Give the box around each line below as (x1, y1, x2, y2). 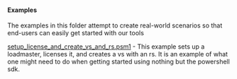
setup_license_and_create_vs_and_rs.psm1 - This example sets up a (7, 42, 205, 51)
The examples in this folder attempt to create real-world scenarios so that (7, 21, 223, 30)
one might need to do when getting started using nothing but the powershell (7, 57, 231, 66)
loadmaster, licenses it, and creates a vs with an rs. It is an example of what (7, 50, 228, 59)
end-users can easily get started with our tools (7, 29, 144, 37)
